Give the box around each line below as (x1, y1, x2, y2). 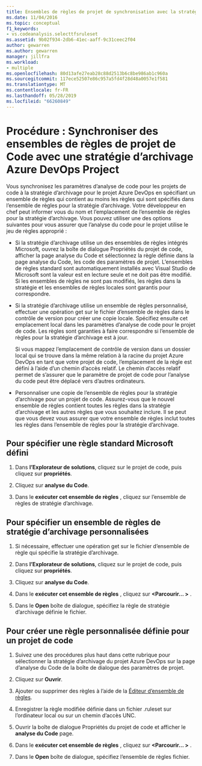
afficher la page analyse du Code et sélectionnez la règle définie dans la (14, 252, 194, 259)
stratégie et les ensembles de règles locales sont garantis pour (14, 283, 171, 291)
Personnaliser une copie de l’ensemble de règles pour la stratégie (14, 389, 177, 396)
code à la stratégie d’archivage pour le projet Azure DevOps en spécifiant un (6, 189, 196, 196)
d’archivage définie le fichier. (14, 608, 87, 616)
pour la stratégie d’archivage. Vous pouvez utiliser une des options (6, 214, 171, 221)
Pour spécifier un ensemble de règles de (6, 517, 161, 527)
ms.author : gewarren (6, 48, 58, 54)
